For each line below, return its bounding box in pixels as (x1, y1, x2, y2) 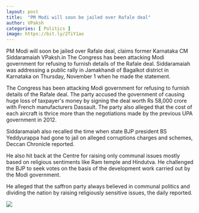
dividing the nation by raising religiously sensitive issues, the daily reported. (6, 189, 193, 196)
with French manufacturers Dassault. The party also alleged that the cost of (6, 104, 192, 111)
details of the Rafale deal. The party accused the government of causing (6, 91, 185, 98)
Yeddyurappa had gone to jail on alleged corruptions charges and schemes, (6, 134, 193, 141)
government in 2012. (6, 116, 57, 123)
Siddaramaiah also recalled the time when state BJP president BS (6, 128, 167, 135)
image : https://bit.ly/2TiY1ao (6, 31, 84, 37)
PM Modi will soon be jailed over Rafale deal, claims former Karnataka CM (6, 47, 188, 54)
